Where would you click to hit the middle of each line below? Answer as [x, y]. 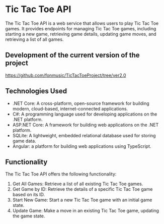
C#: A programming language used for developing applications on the [85, 114]
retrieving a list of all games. [34, 39]
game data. [24, 141]
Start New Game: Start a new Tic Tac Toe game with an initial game [82, 200]
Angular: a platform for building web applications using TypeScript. [82, 146]
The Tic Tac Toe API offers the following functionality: [61, 174]
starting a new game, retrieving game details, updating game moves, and [81, 34]
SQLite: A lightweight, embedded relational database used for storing [84, 135]
